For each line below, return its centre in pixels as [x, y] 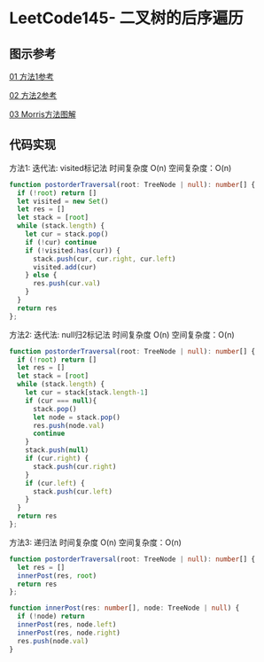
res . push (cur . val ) [66, 284]
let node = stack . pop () [77, 417]
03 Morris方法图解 [43, 114]
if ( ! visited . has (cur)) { [73, 250]
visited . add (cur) [65, 267]
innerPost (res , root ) [57, 576]
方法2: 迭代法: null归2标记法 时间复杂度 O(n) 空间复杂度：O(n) [122, 334]
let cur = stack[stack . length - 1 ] [87, 393]
